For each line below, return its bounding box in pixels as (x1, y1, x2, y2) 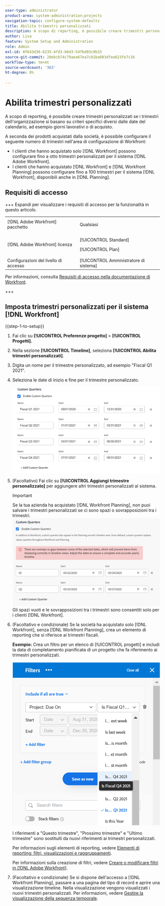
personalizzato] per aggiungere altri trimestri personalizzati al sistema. (12, 483, 157, 489)
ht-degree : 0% (5, 70, 34, 75)
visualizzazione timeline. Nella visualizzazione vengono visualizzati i (12, 885, 151, 891)
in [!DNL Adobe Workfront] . (12, 865, 68, 871)
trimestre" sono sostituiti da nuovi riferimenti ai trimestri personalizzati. (12, 836, 156, 842)
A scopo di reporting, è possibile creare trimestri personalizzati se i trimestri (5, 113, 159, 119)
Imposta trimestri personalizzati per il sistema (5, 302, 149, 311)
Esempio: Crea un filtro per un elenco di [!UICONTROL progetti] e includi (12, 642, 160, 647)
